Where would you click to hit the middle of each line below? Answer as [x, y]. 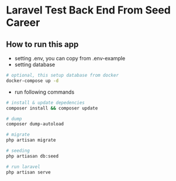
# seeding [18, 151]
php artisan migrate [31, 140]
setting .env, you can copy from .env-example [70, 58]
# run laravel [23, 167]
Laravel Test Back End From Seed [88, 10]
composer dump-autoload [35, 124]
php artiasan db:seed [32, 156]
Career [23, 23]
